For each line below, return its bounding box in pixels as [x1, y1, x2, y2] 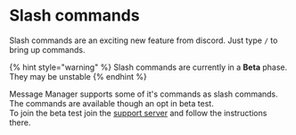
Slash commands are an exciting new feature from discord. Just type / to [9, 35, 278, 46]
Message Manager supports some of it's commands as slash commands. [9, 89, 278, 99]
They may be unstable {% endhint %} [9, 71, 147, 81]
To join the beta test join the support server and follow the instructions [9, 107, 267, 118]
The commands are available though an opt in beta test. [9, 97, 214, 108]
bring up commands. [9, 44, 86, 55]
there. [9, 117, 31, 128]
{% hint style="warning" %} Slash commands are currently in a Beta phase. [9, 62, 288, 72]
